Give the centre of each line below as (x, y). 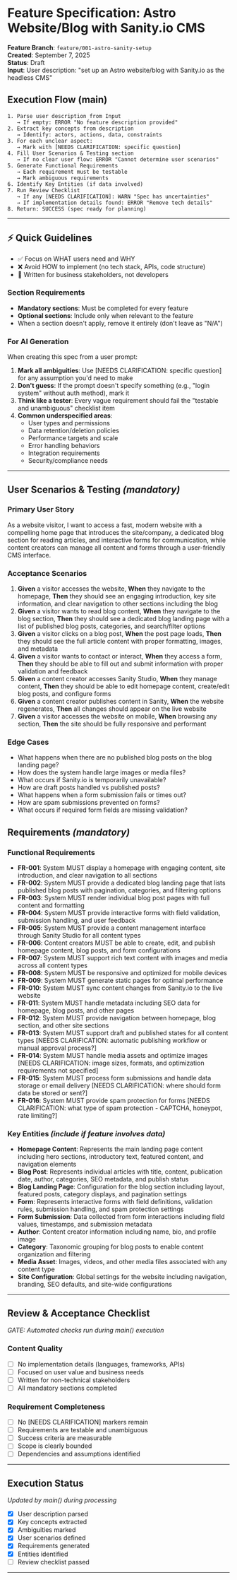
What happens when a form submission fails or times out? (102, 795)
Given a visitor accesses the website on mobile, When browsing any (117, 717)
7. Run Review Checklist (44, 190)
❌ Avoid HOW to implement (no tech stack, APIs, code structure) (111, 266)
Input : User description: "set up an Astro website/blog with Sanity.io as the (116, 70)
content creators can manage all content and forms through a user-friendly (116, 547)
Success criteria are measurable (65, 1438)
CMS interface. (29, 555)
